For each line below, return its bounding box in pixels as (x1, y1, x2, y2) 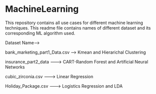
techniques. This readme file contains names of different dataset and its (5, 25, 151, 31)
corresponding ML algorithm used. (5, 30, 75, 36)
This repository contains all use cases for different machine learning (5, 20, 144, 26)
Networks (5, 64, 25, 70)
